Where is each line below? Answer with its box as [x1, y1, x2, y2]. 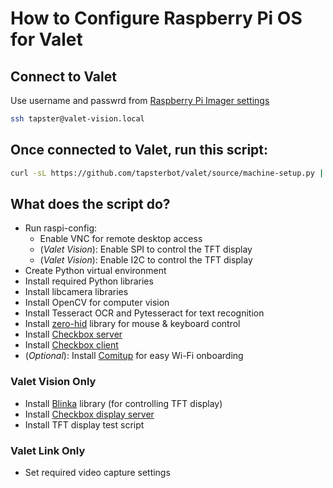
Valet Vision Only [10, 375, 97, 389]
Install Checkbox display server [24, 408, 155, 420]
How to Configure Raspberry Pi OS [10, 7, 303, 30]
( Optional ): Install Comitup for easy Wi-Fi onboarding [24, 350, 244, 362]
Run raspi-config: [24, 222, 98, 234]
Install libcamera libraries [24, 286, 129, 298]
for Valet [10, 28, 83, 51]
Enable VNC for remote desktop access [39, 233, 203, 245]
